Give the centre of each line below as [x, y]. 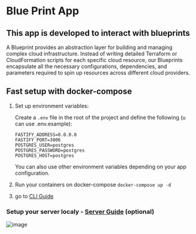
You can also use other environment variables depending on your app [101, 167]
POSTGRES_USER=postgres [45, 145]
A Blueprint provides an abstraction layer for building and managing [89, 47]
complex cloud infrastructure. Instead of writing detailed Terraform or [92, 54]
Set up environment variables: [52, 106]
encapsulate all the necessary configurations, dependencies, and [87, 66]
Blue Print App [43, 11]
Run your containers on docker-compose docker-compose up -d [93, 184]
